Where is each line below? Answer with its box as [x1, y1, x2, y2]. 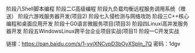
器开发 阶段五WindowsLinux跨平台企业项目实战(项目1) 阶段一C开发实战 [6, 27, 180, 35]
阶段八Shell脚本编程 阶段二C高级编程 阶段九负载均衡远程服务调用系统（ [6, 5, 181, 12]
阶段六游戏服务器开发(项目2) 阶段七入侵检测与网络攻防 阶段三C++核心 [17, 13, 190, 20]
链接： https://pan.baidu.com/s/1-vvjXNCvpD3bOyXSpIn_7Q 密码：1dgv [6, 40, 181, 47]
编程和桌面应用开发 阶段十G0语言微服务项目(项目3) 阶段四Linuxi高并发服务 [6, 20, 188, 27]
